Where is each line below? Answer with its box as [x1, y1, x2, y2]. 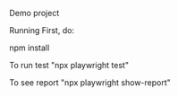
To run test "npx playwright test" [9, 60, 130, 70]
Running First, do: [9, 25, 74, 35]
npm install [9, 42, 50, 53]
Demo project [9, 8, 60, 18]
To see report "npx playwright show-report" [9, 77, 172, 88]
